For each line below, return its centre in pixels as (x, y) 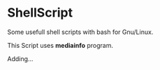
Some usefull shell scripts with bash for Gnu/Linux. (80, 32)
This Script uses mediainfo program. (60, 45)
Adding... (20, 59)
